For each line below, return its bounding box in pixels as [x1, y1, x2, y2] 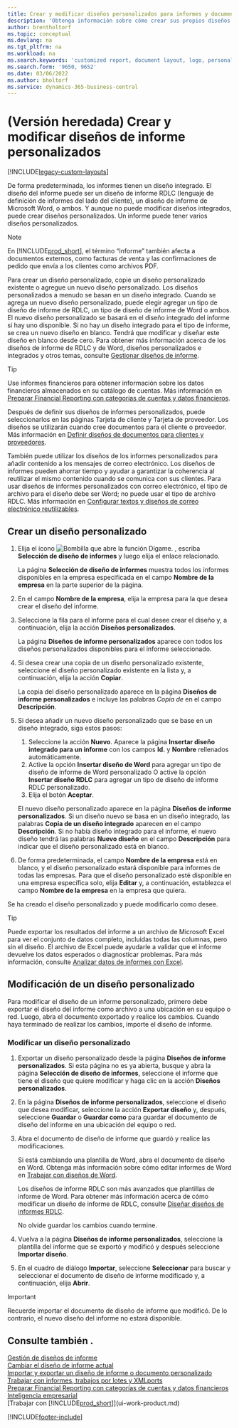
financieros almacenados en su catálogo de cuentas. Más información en [7, 386, 223, 395]
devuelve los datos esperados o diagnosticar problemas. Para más [7, 951, 203, 958]
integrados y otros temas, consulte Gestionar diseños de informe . [7, 351, 200, 360]
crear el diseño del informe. [17, 602, 99, 610]
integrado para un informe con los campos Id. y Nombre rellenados [28, 745, 229, 753]
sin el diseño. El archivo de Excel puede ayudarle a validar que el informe [7, 943, 222, 951]
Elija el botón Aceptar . [28, 790, 95, 799]
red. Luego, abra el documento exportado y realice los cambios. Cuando [7, 1012, 220, 1021]
